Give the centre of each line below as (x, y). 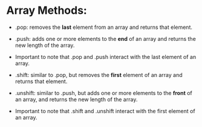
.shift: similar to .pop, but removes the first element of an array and (99, 75)
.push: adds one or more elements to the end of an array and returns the (106, 39)
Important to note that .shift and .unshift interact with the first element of (105, 111)
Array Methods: (47, 11)
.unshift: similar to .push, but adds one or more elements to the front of (103, 93)
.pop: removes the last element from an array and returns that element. (103, 27)
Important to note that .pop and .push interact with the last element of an (106, 57)
